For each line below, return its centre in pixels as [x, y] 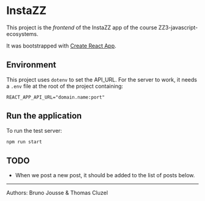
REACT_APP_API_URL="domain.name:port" [56, 97]
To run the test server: [34, 130]
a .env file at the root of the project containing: [65, 86]
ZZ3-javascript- [178, 27]
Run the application [44, 116]
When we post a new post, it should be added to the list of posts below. [105, 175]
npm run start [24, 142]
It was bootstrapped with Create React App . [61, 46]
